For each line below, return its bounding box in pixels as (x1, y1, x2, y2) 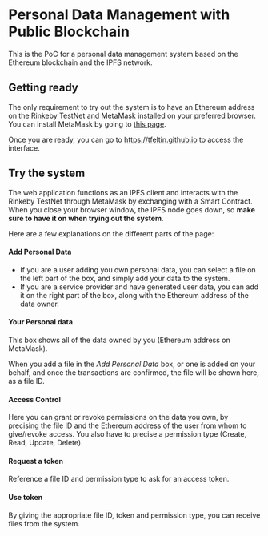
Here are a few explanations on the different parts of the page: (8, 228, 214, 238)
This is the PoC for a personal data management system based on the (8, 49, 238, 58)
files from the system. (8, 518, 80, 528)
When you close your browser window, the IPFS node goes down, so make (8, 204, 256, 214)
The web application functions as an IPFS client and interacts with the (8, 187, 238, 197)
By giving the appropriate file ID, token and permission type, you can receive (8, 510, 261, 520)
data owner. (19, 299, 60, 308)
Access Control (8, 394, 62, 404)
